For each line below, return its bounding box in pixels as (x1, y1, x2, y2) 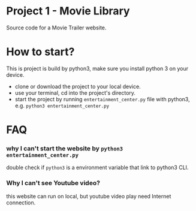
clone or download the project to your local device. (14, 83, 141, 90)
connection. (6, 199, 36, 206)
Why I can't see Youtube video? (6, 179, 101, 187)
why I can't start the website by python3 (6, 144, 123, 152)
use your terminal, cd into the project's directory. (14, 89, 136, 97)
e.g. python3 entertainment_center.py (14, 102, 110, 109)
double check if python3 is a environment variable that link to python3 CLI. (6, 164, 189, 171)
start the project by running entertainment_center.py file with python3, (14, 95, 190, 103)
